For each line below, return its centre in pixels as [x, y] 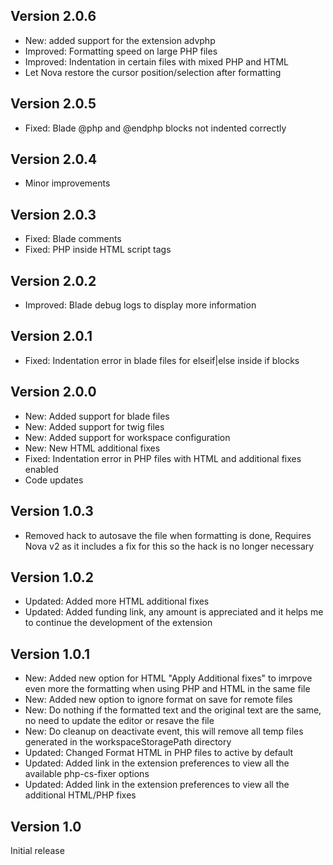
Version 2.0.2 [53, 280]
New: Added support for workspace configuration [127, 437]
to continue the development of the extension [118, 623]
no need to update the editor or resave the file [119, 721]
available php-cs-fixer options [87, 774]
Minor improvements [67, 183]
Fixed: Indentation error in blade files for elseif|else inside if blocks [162, 360]
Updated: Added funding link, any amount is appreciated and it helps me [174, 612]
